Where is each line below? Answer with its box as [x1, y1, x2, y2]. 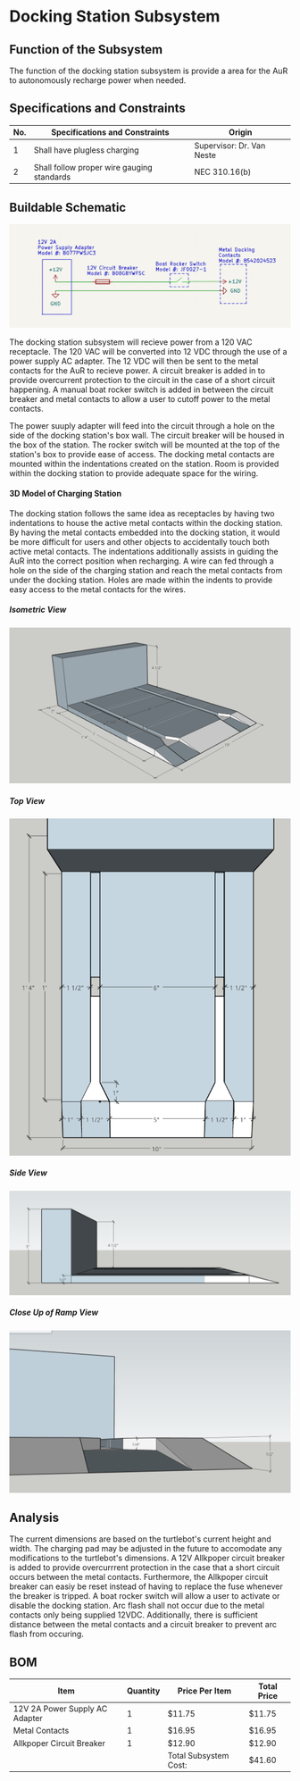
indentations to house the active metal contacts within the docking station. [9, 517, 283, 528]
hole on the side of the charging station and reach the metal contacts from [9, 564, 283, 575]
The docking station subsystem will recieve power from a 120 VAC [9, 337, 253, 347]
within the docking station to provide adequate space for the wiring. [9, 467, 259, 479]
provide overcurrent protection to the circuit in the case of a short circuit [9, 374, 275, 385]
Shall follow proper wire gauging [34, 162, 154, 172]
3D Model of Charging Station [9, 489, 122, 499]
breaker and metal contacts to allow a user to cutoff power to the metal [9, 393, 271, 404]
